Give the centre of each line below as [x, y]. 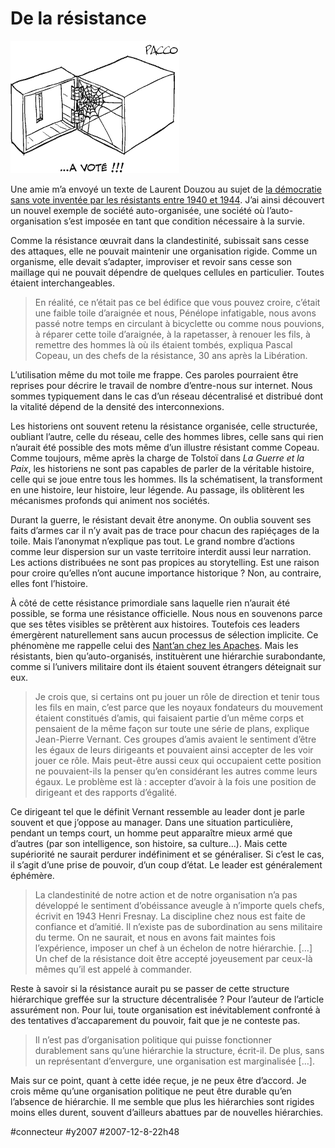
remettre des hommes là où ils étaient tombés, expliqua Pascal [163, 344]
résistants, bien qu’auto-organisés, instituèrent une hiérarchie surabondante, [168, 656]
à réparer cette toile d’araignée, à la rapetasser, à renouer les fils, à [172, 334]
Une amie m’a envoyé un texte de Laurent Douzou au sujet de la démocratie [166, 189]
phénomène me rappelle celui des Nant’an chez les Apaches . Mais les [154, 645]
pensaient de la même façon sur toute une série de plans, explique [172, 728]
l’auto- [280, 210]
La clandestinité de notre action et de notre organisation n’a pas [166, 894]
